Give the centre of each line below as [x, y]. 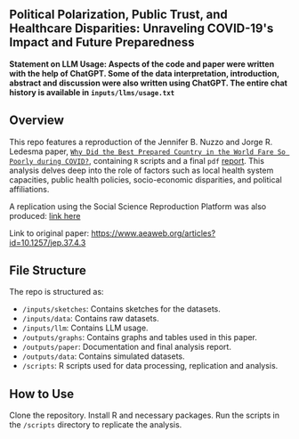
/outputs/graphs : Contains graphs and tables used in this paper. [140, 337]
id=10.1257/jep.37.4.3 [48, 242]
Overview [37, 121]
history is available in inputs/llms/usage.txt [92, 92]
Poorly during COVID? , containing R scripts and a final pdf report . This [137, 160]
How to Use [42, 394]
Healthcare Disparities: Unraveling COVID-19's [141, 29]
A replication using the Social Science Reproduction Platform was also [138, 206]
